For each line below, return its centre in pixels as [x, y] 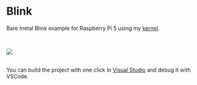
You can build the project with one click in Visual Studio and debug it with [99, 70]
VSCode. [18, 76]
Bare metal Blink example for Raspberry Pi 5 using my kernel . [83, 28]
